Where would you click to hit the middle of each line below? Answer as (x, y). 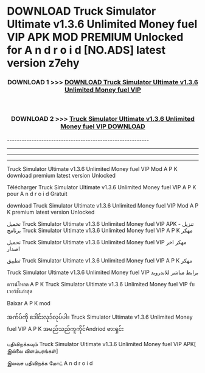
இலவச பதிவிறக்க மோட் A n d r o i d (50, 363)
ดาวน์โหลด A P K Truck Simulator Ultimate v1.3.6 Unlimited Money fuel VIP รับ (101, 284)
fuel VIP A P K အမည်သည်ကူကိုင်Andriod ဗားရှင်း (65, 328)
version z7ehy (43, 63)
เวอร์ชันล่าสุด (20, 291)
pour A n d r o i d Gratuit (37, 194)
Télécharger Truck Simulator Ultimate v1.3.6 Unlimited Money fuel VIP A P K (102, 187)
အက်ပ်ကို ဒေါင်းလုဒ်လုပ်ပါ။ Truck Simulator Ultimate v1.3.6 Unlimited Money (100, 317)
